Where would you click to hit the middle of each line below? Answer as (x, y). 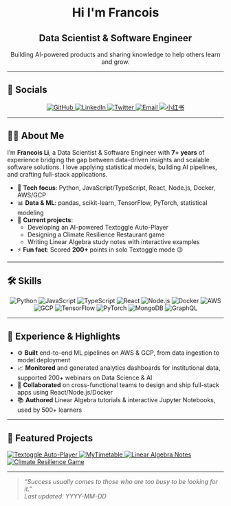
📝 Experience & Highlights (64, 336)
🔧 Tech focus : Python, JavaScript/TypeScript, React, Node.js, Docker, (116, 188)
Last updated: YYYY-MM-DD (65, 496)
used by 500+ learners (49, 410)
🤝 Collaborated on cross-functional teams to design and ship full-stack (118, 385)
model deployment (44, 360)
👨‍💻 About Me (36, 136)
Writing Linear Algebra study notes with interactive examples (113, 241)
